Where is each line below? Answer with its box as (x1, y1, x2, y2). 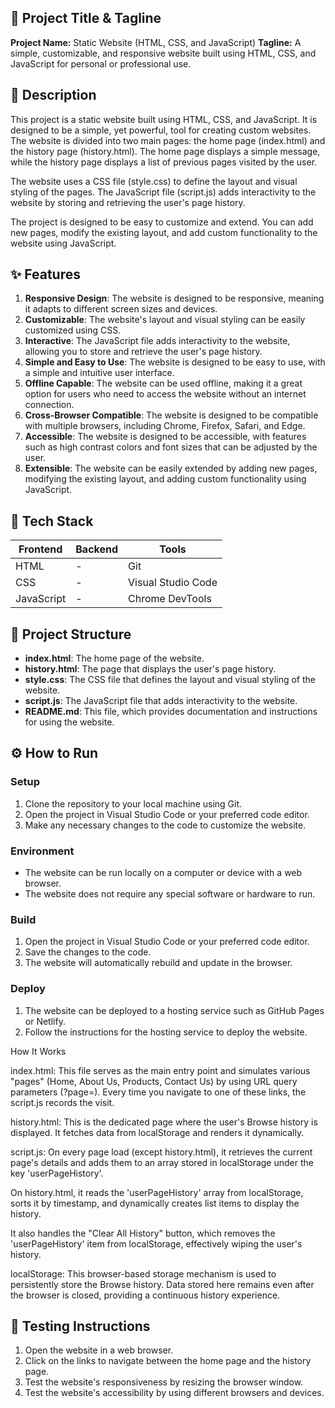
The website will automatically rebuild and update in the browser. (24, 957, 293, 969)
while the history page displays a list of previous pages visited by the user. (10, 156, 318, 168)
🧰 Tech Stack (10, 512, 94, 530)
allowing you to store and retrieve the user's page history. (24, 346, 263, 358)
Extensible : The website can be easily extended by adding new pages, (24, 462, 318, 475)
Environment (10, 844, 75, 858)
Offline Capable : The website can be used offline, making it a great (24, 377, 303, 390)
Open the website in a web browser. (24, 1344, 174, 1356)
